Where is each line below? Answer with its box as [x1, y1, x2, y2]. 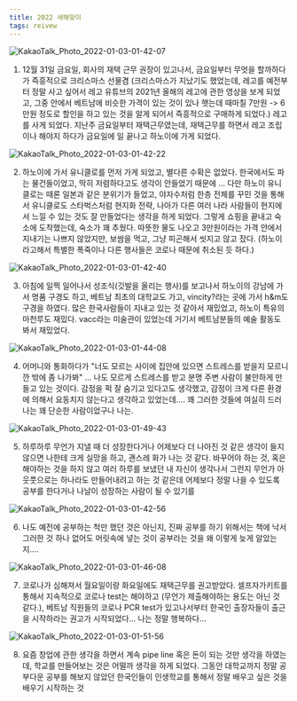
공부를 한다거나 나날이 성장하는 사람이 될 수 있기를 [21, 485, 195, 496]
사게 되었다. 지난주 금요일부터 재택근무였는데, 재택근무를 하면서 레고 [31, 119, 266, 130]
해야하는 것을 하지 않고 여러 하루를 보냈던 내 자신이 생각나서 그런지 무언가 [21, 463, 276, 474]
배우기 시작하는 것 [21, 682, 84, 693]
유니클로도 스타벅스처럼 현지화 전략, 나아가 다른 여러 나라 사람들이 [31, 200, 259, 210]
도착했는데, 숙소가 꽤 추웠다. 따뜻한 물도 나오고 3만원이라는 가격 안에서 [38, 222, 283, 232]
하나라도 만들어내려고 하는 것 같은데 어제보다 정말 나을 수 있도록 [60, 474, 281, 484]
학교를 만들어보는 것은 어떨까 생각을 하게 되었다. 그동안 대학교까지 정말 [34, 660, 277, 671]
